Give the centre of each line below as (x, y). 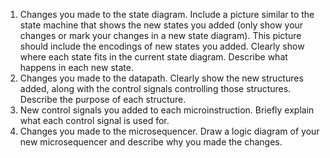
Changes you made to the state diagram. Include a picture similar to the (167, 14)
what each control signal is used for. (94, 120)
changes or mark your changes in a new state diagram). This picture (160, 35)
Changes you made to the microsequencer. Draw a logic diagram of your (169, 131)
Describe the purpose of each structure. (103, 99)
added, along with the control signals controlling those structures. (155, 88)
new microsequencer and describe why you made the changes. (151, 142)
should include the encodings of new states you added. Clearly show (162, 46)
